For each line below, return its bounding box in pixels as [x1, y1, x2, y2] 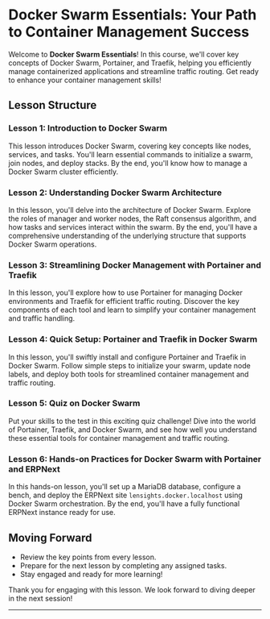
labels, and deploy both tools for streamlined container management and [8, 369, 249, 379]
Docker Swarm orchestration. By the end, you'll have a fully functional [8, 499, 240, 509]
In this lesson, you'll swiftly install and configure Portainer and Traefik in [8, 352, 247, 362]
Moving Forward [8, 530, 92, 545]
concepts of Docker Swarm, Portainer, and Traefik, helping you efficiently [8, 58, 252, 68]
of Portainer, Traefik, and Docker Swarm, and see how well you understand [8, 425, 257, 434]
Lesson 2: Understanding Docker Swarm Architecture [8, 187, 223, 198]
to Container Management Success [8, 23, 250, 41]
